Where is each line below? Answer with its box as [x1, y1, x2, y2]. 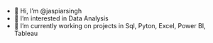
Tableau [13, 29, 38, 37]
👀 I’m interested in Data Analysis [13, 14, 109, 23]
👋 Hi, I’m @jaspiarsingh [13, 7, 82, 15]
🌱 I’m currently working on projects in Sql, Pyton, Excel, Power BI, [13, 22, 206, 30]
